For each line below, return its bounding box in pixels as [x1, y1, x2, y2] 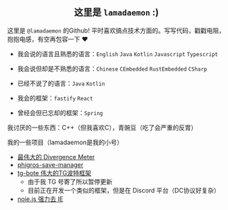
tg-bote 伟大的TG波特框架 [17, 168, 91, 177]
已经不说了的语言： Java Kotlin [17, 79, 105, 87]
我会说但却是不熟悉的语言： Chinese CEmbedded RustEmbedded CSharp [17, 64, 208, 73]
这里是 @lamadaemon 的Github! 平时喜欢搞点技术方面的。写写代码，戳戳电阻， [7, 26, 225, 35]
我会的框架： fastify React [17, 94, 94, 102]
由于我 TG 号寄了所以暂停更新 [27, 177, 113, 186]
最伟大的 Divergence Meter [17, 152, 95, 161]
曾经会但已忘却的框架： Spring [17, 108, 103, 116]
